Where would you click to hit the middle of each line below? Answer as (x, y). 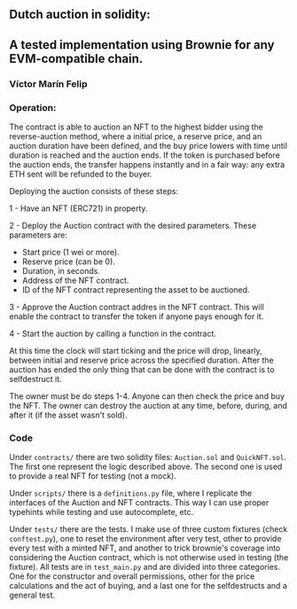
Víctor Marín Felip (48, 83)
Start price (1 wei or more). (70, 252)
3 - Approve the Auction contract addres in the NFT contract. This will (137, 307)
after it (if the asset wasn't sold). (68, 415)
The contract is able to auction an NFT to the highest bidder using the (136, 127)
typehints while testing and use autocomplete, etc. (101, 512)
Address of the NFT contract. (75, 280)
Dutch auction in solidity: (80, 15)
